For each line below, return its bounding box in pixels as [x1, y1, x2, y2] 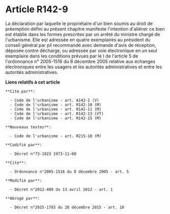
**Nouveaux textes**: [5, 124, 52, 129]
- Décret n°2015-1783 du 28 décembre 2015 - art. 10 [10, 205, 125, 210]
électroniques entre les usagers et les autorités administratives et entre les [5, 64, 162, 70]
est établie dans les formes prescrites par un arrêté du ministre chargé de [5, 31, 160, 37]
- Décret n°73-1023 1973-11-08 [10, 151, 77, 156]
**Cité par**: [5, 89, 36, 94]
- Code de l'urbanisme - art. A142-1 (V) [10, 98, 100, 103]
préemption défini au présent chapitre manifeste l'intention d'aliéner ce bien [5, 25, 165, 32]
